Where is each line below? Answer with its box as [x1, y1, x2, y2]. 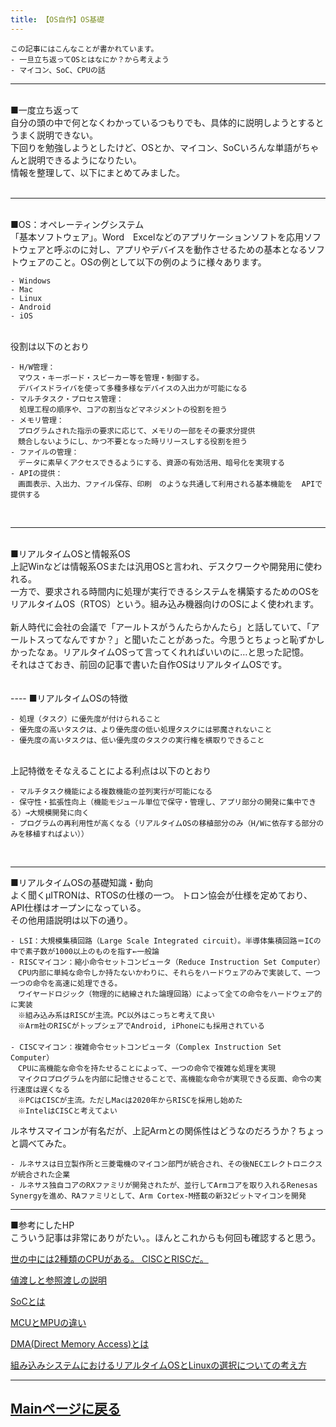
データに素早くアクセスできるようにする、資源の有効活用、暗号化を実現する [17, 457, 286, 468]
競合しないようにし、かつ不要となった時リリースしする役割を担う [17, 436, 248, 446]
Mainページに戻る [10, 1401, 122, 1418]
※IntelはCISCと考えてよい [17, 1106, 118, 1116]
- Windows [10, 276, 52, 286]
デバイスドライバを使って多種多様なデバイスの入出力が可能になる [17, 383, 248, 393]
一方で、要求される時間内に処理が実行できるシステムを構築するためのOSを [10, 585, 320, 597]
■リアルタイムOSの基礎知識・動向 [10, 876, 154, 888]
